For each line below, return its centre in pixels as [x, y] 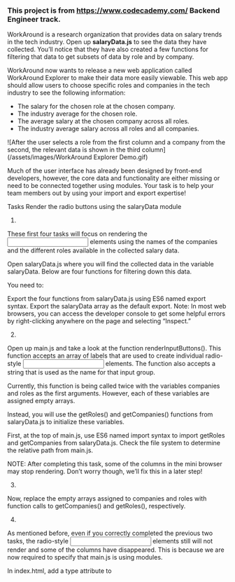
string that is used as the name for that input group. [81, 372]
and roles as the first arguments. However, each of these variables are [108, 393]
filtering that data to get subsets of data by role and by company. [101, 57]
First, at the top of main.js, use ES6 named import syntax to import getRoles [116, 435]
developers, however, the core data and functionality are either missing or [114, 178]
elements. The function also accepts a [160, 364]
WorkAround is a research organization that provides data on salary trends [115, 34]
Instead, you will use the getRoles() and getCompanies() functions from [110, 414]
